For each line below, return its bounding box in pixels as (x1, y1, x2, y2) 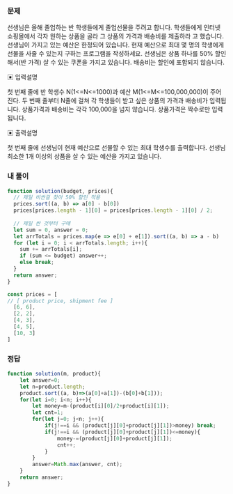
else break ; (19, 259, 54, 266)
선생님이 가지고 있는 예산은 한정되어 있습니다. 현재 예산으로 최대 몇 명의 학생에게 (7, 40, 225, 49)
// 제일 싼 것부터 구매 (13, 219, 71, 227)
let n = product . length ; (19, 383, 86, 390)
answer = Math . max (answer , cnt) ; (32, 461, 123, 468)
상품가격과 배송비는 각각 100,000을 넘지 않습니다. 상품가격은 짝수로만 (22, 105, 211, 114)
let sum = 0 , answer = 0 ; (13, 226, 89, 233)
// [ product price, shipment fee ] (7, 298, 113, 304)
